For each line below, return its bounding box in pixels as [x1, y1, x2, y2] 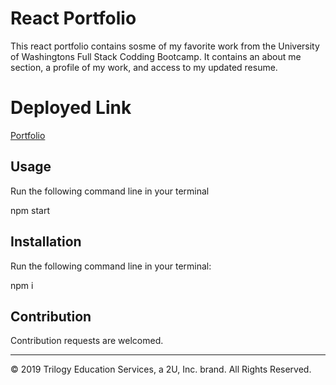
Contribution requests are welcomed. [10, 335, 164, 347]
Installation [10, 233, 82, 251]
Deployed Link [10, 97, 132, 119]
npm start [10, 204, 51, 216]
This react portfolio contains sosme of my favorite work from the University [10, 40, 320, 52]
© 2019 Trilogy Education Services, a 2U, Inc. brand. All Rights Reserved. [10, 363, 312, 376]
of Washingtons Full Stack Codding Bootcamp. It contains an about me [10, 50, 302, 62]
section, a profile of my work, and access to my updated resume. [10, 61, 278, 73]
